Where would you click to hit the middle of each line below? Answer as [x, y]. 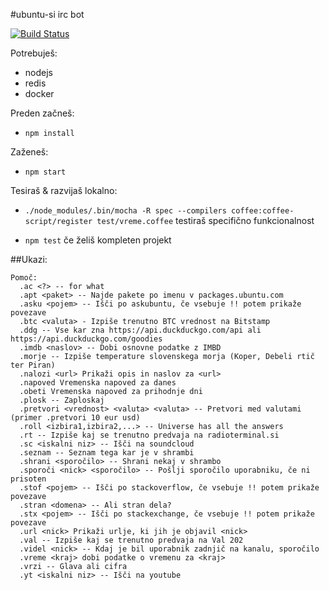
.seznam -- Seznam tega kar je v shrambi [107, 453]
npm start [45, 172]
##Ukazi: [29, 259]
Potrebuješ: [34, 53]
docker [39, 93]
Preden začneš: [42, 113]
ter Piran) [33, 365]
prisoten [28, 479]
